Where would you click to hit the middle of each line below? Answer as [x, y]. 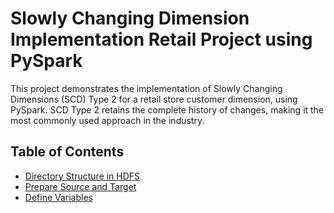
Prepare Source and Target [80, 186]
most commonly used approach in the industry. [107, 120]
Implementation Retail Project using [161, 39]
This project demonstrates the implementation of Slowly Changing [146, 88]
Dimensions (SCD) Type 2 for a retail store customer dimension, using [154, 99]
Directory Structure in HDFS [82, 176]
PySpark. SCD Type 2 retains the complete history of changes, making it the [167, 109]
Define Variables [58, 197]
